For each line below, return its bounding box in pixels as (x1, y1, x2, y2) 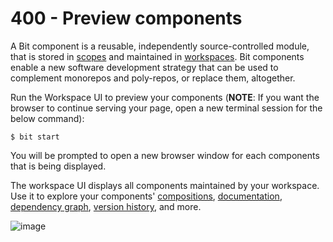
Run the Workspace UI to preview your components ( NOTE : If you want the (10, 91, 320, 103)
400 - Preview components (10, 7, 243, 30)
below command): (10, 112, 85, 124)
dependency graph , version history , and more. (10, 200, 202, 212)
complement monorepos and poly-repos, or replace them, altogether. (10, 72, 296, 84)
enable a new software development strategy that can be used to (10, 61, 279, 73)
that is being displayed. (10, 160, 107, 172)
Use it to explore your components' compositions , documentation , (10, 190, 283, 202)
